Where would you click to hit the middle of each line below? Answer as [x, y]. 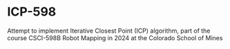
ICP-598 [32, 12]
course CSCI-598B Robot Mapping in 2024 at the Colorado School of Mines [115, 37]
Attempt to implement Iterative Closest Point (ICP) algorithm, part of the [109, 31]
